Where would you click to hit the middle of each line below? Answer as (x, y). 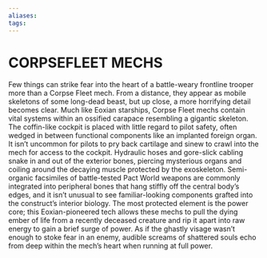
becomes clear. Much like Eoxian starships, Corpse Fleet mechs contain (127, 110)
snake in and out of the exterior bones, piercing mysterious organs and (125, 161)
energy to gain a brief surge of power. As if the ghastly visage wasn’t (122, 229)
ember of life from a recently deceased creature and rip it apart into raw (127, 220)
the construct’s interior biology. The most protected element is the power (128, 204)
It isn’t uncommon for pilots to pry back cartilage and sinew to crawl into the (133, 144)
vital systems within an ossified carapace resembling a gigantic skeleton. (129, 119)
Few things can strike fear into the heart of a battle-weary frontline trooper (131, 85)
